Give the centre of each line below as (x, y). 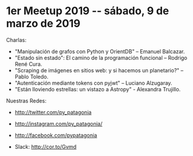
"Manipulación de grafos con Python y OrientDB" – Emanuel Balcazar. (100, 51)
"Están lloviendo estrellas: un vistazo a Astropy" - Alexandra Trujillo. (98, 89)
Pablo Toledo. (31, 77)
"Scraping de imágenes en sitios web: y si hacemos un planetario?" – (99, 70)
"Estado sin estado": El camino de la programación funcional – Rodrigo (101, 58)
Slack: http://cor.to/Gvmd (46, 147)
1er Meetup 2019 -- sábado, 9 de (88, 11)
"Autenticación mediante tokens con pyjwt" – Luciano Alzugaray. (94, 83)
